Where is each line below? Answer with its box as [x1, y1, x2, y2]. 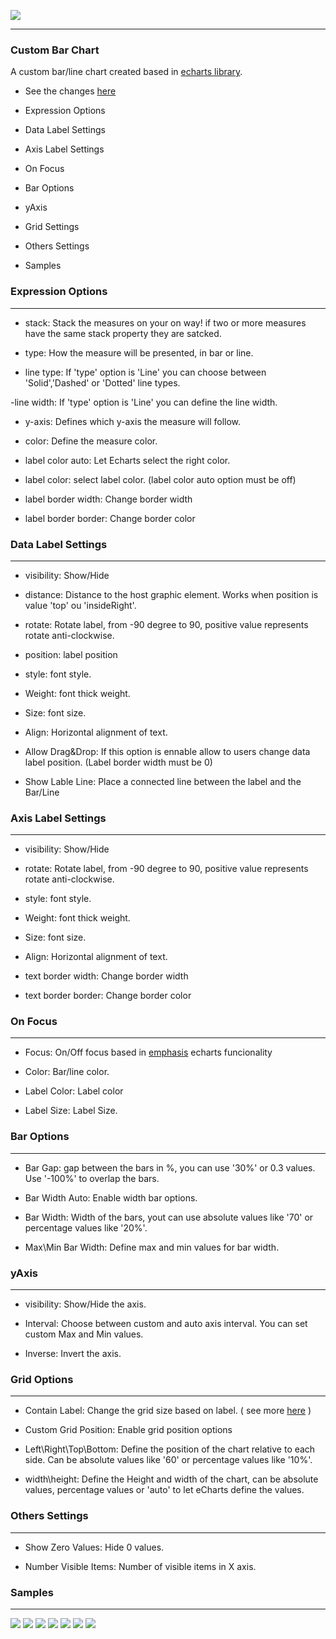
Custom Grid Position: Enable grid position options [24, 1424, 233, 1436]
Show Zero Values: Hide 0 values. [24, 1541, 165, 1553]
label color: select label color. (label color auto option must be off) [24, 473, 297, 485]
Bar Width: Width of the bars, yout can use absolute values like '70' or [24, 1211, 314, 1223]
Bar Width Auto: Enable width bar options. [24, 1191, 198, 1204]
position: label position [24, 648, 118, 660]
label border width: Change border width [24, 493, 193, 505]
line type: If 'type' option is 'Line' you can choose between [24, 366, 267, 378]
